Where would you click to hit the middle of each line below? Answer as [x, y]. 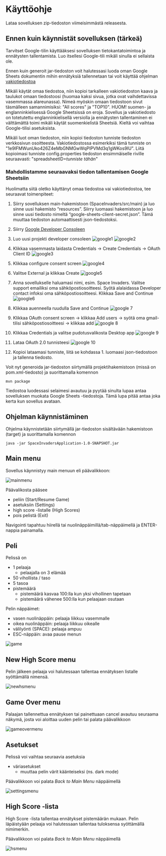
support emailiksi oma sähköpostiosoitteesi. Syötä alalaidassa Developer [87, 288]
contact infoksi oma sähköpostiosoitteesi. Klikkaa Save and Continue [83, 293]
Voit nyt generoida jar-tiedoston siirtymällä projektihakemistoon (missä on [81, 367]
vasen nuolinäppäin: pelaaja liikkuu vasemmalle [61, 619]
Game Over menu [33, 702]
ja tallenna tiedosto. [33, 357]
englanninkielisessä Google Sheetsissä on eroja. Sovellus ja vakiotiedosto [81, 112]
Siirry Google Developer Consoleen [49, 229]
